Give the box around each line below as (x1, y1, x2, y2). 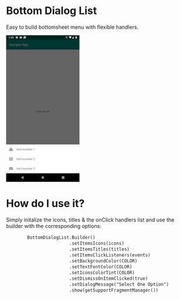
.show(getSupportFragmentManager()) (69, 287, 159, 293)
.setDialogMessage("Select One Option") (69, 281, 169, 287)
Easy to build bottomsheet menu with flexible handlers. (6, 23, 139, 30)
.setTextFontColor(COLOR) (69, 264, 133, 270)
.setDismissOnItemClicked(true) (69, 276, 148, 281)
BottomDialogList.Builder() (27, 235, 96, 240)
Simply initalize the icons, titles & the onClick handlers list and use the (6, 216, 175, 223)
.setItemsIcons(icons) (69, 240, 125, 246)
